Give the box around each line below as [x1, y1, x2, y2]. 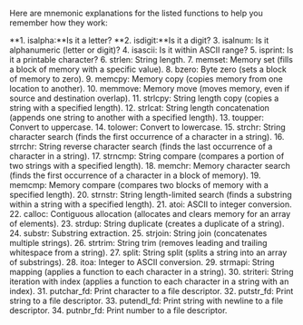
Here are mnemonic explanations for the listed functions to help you [9, 8, 263, 18]
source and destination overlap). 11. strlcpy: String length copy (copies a [9, 93, 279, 103]
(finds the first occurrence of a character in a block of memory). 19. [9, 170, 261, 181]
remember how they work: [9, 17, 109, 28]
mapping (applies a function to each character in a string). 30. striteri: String [9, 267, 294, 277]
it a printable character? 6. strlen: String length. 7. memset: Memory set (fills [9, 54, 293, 64]
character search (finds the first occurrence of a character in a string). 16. [9, 132, 285, 142]
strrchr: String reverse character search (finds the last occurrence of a [9, 141, 273, 152]
